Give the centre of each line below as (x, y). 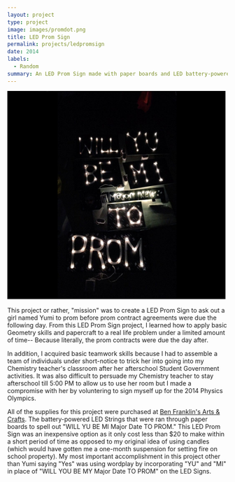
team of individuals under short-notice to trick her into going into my (106, 361)
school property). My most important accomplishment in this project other (114, 456)
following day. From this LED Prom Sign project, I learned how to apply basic (117, 325)
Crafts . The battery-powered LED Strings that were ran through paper (108, 419)
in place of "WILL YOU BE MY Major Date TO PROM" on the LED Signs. (109, 471)
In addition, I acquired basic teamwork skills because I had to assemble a (113, 353)
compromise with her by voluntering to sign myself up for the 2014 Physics (115, 390)
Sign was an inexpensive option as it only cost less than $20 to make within (116, 434)
